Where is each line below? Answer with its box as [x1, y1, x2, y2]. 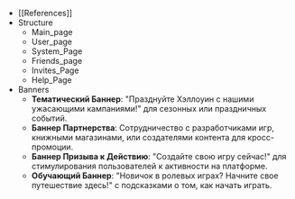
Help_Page [31, 75, 72, 85]
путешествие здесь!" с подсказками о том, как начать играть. [31, 180, 272, 190]
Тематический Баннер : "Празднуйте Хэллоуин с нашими [31, 94, 254, 104]
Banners [17, 85, 50, 95]
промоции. [31, 141, 74, 152]
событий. [31, 113, 68, 123]
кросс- [247, 132, 275, 142]
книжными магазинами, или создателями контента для [31, 132, 246, 142]
